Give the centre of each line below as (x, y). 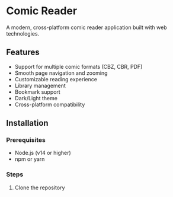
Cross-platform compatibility (50, 104)
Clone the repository (40, 188)
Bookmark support (37, 92)
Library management (40, 85)
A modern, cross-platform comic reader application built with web (86, 27)
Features (23, 53)
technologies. (23, 33)
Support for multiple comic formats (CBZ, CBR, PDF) (79, 66)
